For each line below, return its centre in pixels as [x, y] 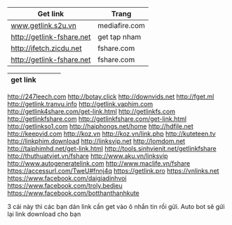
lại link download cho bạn [44, 214]
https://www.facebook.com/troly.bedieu [65, 186]
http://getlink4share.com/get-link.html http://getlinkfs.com [91, 111]
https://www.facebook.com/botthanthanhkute [74, 193]
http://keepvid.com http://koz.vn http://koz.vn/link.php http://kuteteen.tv [111, 133]
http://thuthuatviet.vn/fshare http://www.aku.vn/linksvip [88, 156]
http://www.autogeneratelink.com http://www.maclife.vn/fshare [99, 163]
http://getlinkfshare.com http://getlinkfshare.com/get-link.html [97, 119]
